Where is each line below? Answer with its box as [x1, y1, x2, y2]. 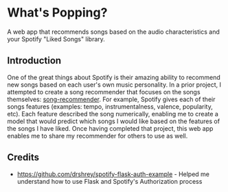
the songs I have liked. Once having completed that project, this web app [7, 124, 214, 132]
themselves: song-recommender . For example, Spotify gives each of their [7, 95, 216, 103]
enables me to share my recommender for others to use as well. [7, 131, 188, 140]
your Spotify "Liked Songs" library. [7, 34, 105, 43]
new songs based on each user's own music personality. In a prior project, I [7, 81, 222, 89]
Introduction [7, 55, 62, 67]
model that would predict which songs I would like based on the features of [7, 117, 220, 125]
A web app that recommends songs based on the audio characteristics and [7, 28, 220, 36]
